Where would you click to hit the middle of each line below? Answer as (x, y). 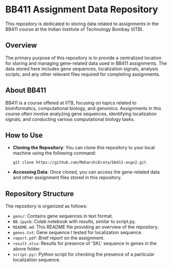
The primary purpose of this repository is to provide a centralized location (83, 58)
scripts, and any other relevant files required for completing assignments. (83, 74)
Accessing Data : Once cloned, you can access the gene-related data (86, 172)
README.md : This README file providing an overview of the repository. (86, 227)
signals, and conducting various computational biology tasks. (70, 119)
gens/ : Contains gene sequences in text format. (63, 216)
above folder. (27, 249)
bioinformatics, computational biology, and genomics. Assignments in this (83, 108)
